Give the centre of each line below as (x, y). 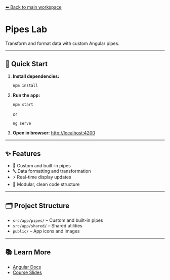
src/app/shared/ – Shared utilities (47, 226)
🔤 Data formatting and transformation (52, 171)
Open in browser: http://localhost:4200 (54, 133)
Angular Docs (27, 267)
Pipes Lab (26, 30)
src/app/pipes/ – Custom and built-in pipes (58, 220)
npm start (23, 104)
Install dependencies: (36, 76)
